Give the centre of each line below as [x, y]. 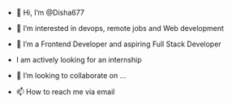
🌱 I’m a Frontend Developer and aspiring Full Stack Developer [118, 44]
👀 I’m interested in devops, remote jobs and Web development [120, 28]
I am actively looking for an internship [79, 60]
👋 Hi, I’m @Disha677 [50, 13]
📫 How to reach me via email [65, 92]
